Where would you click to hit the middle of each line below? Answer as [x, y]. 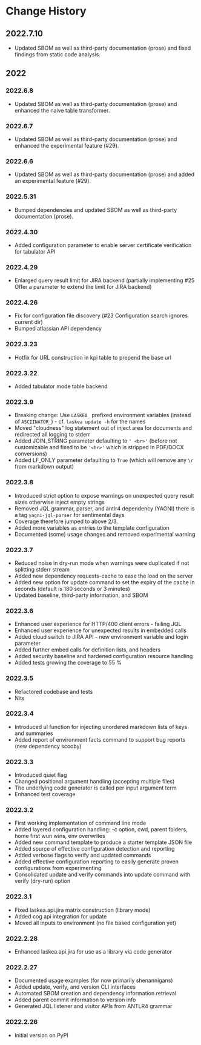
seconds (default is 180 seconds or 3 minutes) [72, 588]
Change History [46, 11]
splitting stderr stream [42, 569]
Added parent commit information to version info [75, 1000]
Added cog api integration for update [61, 916]
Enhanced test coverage [45, 794]
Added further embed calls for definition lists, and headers [87, 650]
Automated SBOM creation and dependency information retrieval [95, 994]
